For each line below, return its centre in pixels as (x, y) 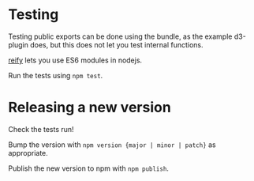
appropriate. (28, 153)
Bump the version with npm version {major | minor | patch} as (112, 145)
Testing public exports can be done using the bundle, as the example (120, 36)
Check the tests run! (41, 129)
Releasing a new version (90, 107)
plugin (19, 44)
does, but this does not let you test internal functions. (117, 44)
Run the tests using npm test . (56, 75)
